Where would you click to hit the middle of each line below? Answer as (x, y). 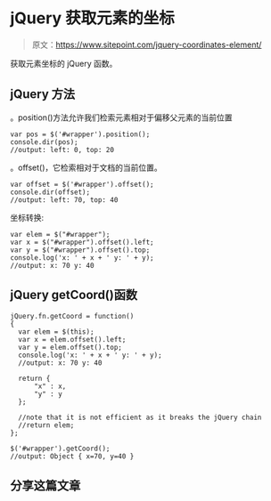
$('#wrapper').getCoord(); (60, 448)
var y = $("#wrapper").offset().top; (80, 250)
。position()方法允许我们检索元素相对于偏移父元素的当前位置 (121, 117)
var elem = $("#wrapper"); (60, 234)
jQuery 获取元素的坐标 (92, 18)
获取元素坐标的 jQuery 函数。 (64, 63)
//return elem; (46, 425)
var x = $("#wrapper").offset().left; (82, 242)
